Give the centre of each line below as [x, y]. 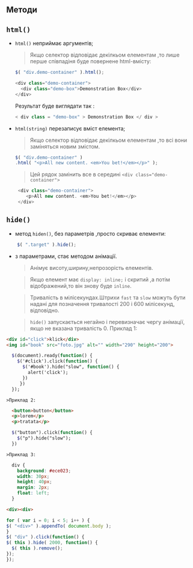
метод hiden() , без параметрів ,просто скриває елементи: [90, 233]
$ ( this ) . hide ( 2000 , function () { [52, 543]
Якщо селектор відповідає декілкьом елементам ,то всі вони [109, 140]
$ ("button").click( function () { [52, 433]
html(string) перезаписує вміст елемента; [70, 128]
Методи [22, 10]
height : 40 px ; [35, 482]
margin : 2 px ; [33, 487]
